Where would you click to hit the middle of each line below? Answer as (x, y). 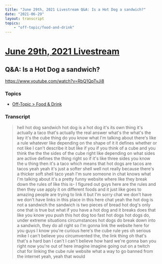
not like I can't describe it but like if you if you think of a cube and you (86, 148)
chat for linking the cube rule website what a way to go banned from (85, 251)
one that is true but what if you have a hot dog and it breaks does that (86, 210)
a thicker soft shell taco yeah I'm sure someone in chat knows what (84, 174)
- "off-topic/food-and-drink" (44, 28)
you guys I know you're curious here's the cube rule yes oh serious (84, 231)
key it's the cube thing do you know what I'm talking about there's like (86, 138)
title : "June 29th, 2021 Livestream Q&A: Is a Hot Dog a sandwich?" (75, 9)
